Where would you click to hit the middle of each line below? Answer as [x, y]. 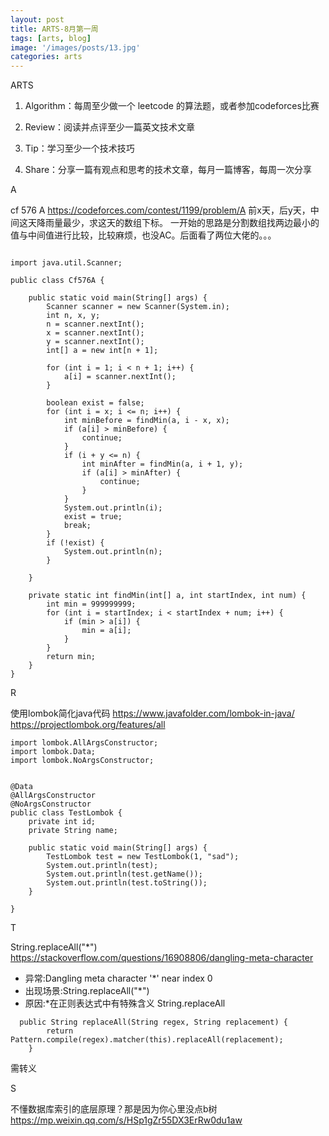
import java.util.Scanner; [66, 263]
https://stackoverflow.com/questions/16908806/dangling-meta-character [162, 958]
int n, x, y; [73, 316]
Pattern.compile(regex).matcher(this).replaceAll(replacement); [147, 1040]
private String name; [73, 831]
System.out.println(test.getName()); [124, 874]
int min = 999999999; [91, 604]
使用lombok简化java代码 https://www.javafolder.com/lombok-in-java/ [152, 713]
